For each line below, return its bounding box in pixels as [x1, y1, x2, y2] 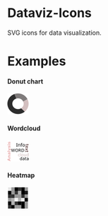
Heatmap [7, 171, 35, 180]
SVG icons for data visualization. [7, 28, 102, 37]
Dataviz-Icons [7, 5, 92, 21]
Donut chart [7, 76, 44, 86]
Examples [7, 53, 66, 69]
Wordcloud [7, 124, 41, 132]
